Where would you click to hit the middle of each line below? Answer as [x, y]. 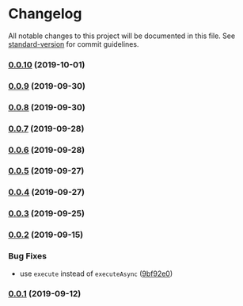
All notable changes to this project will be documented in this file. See [122, 36]
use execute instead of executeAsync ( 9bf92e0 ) [96, 273]
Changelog [45, 14]
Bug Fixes [28, 256]
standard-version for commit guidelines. [74, 44]
